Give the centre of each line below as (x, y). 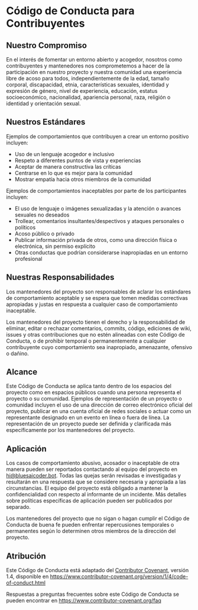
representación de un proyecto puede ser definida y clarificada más (89, 424)
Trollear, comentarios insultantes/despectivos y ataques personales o (99, 221)
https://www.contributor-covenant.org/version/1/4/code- (119, 577)
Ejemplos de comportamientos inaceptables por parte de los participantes (96, 191)
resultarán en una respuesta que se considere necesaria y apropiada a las (96, 482)
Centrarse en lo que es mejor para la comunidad (74, 173)
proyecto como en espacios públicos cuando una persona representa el (94, 392)
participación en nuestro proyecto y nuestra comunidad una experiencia (94, 72)
